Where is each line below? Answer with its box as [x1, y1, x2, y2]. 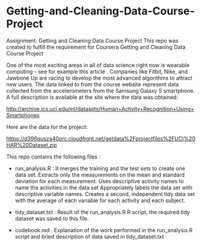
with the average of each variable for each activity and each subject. [14, 197, 185, 204]
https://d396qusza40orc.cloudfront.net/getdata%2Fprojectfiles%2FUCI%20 [6, 134, 196, 142]
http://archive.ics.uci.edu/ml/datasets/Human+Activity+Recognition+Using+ [6, 105, 194, 112]
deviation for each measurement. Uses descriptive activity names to [14, 177, 185, 184]
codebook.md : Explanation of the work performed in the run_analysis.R [14, 226, 193, 233]
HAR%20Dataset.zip [6, 141, 57, 148]
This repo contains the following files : [6, 153, 101, 160]
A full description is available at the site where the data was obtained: [6, 93, 179, 101]
